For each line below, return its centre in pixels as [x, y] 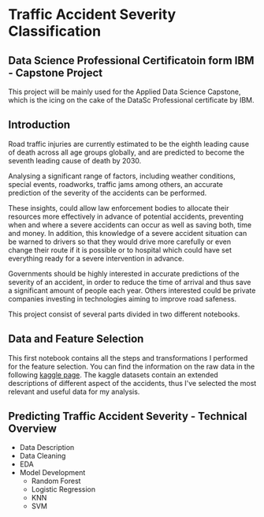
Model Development [52, 473]
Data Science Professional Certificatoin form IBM [131, 60]
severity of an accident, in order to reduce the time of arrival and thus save [130, 282]
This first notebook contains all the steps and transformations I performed [128, 358]
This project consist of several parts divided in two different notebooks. [124, 314]
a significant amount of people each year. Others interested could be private [132, 290]
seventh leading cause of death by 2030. [75, 160]
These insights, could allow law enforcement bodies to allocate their [119, 208]
